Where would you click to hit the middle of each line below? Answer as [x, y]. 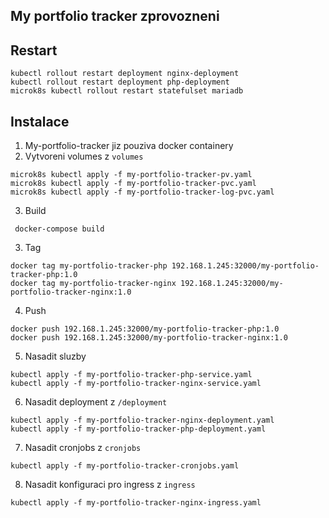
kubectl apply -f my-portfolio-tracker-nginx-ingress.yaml [136, 503]
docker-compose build [59, 229]
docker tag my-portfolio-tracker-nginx [93, 284]
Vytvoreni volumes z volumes [84, 156]
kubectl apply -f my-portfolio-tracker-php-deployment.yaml [138, 429]
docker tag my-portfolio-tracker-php [89, 266]
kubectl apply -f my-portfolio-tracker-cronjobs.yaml [125, 466]
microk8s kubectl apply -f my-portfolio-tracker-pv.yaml [131, 175]
